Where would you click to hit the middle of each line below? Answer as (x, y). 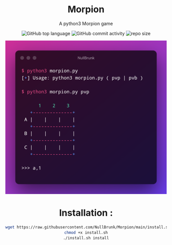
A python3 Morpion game (86, 23)
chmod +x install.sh (86, 233)
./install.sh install (86, 238)
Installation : (86, 213)
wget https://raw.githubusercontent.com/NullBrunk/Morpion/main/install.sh (88, 227)
